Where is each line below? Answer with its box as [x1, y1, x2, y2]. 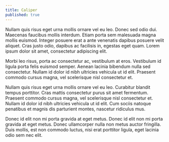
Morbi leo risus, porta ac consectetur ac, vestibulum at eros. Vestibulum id [5, 58, 161, 64]
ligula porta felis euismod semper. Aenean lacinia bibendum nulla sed [5, 63, 151, 69]
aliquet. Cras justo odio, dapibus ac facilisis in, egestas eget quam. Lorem [5, 42, 160, 49]
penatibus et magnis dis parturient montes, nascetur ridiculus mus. [5, 106, 146, 112]
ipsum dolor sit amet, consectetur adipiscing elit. [5, 48, 107, 54]
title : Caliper [5, 7, 38, 13]
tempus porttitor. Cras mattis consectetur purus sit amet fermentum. [5, 89, 149, 96]
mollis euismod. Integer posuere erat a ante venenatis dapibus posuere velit [5, 37, 164, 43]
